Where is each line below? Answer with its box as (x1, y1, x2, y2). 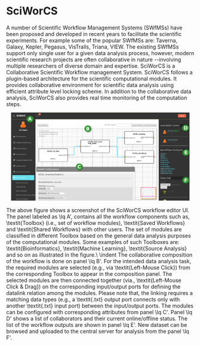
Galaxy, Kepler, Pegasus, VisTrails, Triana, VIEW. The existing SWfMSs (6, 43, 179, 50)
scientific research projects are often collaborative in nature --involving (6, 56, 181, 63)
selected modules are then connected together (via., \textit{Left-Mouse (6, 277, 181, 284)
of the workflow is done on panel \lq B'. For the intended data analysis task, (6, 258, 192, 265)
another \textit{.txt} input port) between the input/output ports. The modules (6, 302, 194, 309)
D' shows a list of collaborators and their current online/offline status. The (6, 315, 188, 322)
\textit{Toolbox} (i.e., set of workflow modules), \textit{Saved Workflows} (6, 219, 186, 227)
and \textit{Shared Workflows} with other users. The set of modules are (6, 226, 182, 233)
